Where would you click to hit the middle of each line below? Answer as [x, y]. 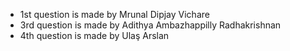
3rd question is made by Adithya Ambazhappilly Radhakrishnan [150, 25]
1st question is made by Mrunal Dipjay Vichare [114, 14]
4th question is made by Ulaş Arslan [94, 35]
